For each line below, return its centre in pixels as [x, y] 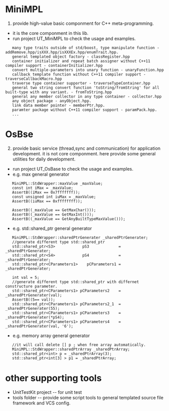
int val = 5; [26, 277]
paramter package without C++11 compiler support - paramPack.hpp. [85, 110]
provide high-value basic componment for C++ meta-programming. [83, 23]
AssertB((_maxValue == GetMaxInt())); [53, 214]
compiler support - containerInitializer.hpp [54, 65]
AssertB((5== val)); [34, 300]
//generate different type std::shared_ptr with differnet [75, 282]
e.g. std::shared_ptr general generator [52, 228]
